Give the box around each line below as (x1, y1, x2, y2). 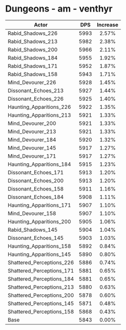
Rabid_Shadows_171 (8, 62, 58, 70)
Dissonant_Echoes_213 (8, 87, 64, 94)
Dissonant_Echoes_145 (8, 234, 64, 241)
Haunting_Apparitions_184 (8, 161, 72, 168)
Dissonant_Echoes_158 (8, 185, 64, 192)
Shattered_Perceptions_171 (8, 267, 74, 274)
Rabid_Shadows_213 (8, 38, 58, 45)
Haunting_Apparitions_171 (8, 202, 72, 209)
